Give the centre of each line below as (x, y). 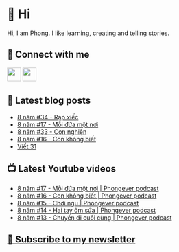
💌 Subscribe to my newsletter (71, 239)
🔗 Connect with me (48, 55)
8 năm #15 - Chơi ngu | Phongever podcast (78, 203)
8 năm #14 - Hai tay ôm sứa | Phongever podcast (86, 210)
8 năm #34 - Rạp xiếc (48, 117)
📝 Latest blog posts (49, 101)
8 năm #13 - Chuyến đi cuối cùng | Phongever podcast (94, 218)
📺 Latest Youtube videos (62, 169)
